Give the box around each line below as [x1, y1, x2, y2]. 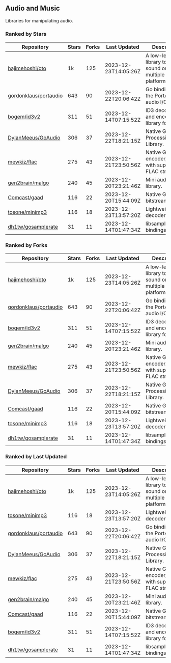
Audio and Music [5, 4, 60, 13]
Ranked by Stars [5, 30, 47, 37]
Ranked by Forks [5, 242, 47, 249]
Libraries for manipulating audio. [5, 17, 73, 23]
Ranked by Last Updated [5, 453, 67, 460]
